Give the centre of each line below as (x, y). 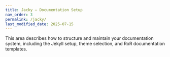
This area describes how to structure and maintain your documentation (79, 38)
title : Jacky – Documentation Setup (44, 10)
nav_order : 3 (19, 15)
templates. (16, 49)
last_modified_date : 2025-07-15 (39, 24)
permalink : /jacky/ (26, 19)
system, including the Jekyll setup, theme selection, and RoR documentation (85, 44)
